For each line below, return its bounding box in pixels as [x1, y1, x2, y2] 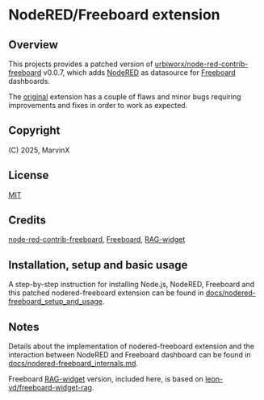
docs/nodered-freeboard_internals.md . [8, 359, 139, 369]
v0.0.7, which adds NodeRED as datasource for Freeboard [43, 68, 236, 77]
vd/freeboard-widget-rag [8, 383, 93, 393]
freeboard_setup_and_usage [8, 297, 103, 306]
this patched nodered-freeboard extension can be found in [8, 288, 204, 298]
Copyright [8, 123, 61, 138]
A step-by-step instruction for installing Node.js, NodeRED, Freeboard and [8, 280, 255, 290]
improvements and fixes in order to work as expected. [8, 101, 188, 110]
